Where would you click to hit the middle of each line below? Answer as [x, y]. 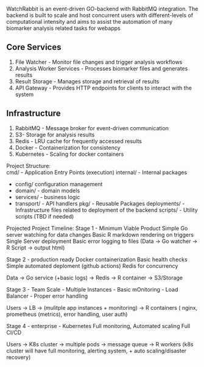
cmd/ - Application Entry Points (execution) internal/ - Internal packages [97, 172]
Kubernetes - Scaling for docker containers [69, 154]
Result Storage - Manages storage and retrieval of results [87, 81]
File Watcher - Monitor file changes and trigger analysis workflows [99, 62]
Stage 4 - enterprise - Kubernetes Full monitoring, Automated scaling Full [98, 326]
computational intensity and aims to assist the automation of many [90, 22]
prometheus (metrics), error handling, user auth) [67, 314]
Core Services [34, 47]
